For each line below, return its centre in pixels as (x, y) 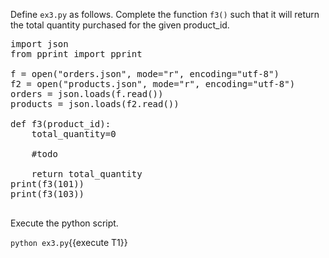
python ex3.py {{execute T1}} (69, 242)
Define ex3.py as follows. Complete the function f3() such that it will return (165, 14)
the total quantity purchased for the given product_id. (120, 25)
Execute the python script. (64, 223)
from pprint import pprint (76, 54)
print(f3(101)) (47, 184)
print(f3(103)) (47, 194)
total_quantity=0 (74, 134)
